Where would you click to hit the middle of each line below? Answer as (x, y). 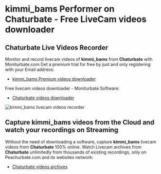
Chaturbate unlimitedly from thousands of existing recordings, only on (76, 152)
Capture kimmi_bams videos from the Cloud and (80, 122)
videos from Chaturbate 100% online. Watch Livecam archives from (73, 147)
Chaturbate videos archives (40, 167)
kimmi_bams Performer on (60, 9)
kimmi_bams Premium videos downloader (54, 79)
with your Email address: (30, 70)
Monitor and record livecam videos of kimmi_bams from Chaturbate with (79, 59)
